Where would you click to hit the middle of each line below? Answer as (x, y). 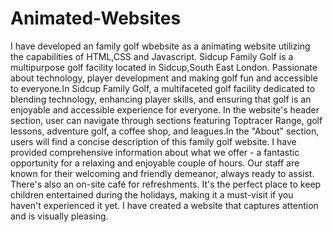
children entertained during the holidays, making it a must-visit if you (152, 194)
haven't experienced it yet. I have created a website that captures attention (164, 205)
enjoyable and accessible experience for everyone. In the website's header (165, 109)
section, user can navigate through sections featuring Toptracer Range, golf (166, 120)
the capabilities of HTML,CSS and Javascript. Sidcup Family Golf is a (152, 56)
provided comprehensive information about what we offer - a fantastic (155, 152)
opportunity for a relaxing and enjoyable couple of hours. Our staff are (155, 163)
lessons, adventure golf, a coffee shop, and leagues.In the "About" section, (165, 131)
